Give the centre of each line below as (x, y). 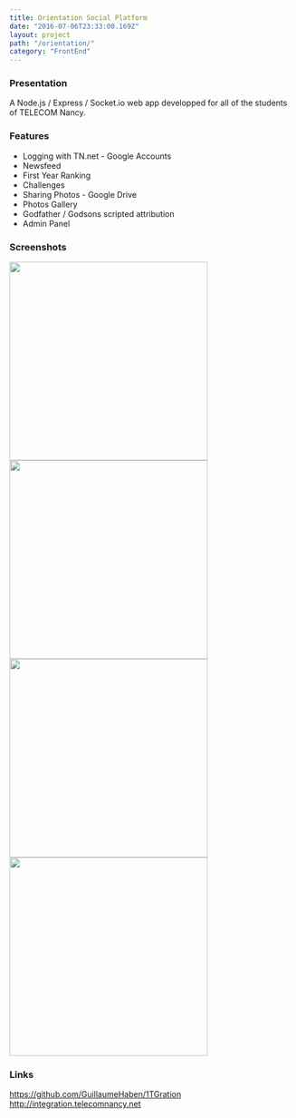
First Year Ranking (57, 175)
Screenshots (38, 247)
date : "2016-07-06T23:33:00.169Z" (75, 26)
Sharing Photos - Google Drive (80, 194)
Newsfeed (42, 165)
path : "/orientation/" (52, 43)
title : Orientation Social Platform (78, 18)
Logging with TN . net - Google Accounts (97, 156)
